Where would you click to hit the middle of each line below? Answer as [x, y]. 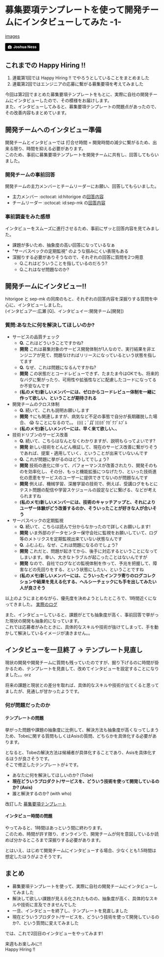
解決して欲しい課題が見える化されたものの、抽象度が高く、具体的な [81, 898]
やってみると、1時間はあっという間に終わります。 [55, 828]
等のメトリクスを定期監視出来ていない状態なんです [71, 539]
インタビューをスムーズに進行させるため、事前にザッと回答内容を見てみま [80, 228]
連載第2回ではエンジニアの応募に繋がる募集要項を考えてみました [78, 84]
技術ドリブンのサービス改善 [40, 434]
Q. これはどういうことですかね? [51, 343]
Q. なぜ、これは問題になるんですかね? [58, 367]
